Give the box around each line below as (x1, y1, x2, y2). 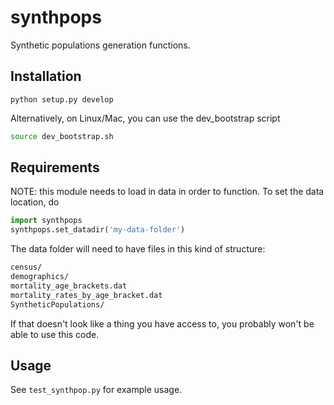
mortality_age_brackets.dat (10, 281, 128, 291)
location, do (10, 196, 60, 208)
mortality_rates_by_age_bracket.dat (10, 290, 163, 300)
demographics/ (10, 272, 70, 282)
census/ (10, 262, 43, 273)
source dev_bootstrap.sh (10, 131, 114, 141)
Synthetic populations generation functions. (10, 39, 191, 51)
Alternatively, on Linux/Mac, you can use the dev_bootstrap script (10, 112, 281, 124)
